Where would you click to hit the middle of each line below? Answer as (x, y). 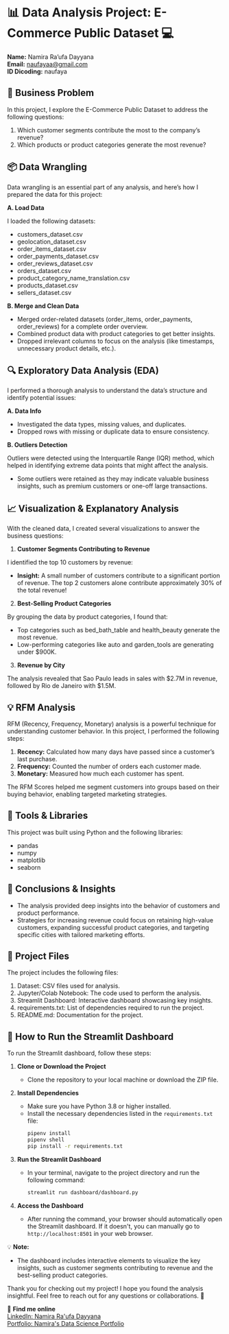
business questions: (35, 536)
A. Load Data (26, 207)
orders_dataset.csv (44, 270)
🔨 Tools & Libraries (48, 816)
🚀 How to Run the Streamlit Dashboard (90, 1037)
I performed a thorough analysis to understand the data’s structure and (107, 390)
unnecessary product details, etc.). (67, 348)
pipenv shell (46, 1140)
